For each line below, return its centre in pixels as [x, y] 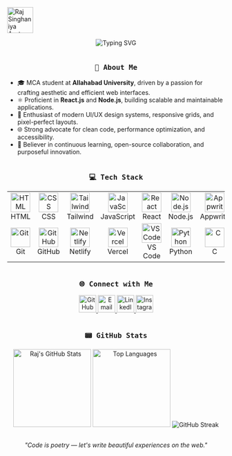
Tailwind [80, 216]
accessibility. [36, 137]
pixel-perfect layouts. [47, 122]
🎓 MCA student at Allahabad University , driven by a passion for [110, 83]
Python [181, 251]
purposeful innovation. [49, 152]
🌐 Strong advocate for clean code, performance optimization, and [111, 129]
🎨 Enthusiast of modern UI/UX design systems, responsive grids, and [115, 115]
